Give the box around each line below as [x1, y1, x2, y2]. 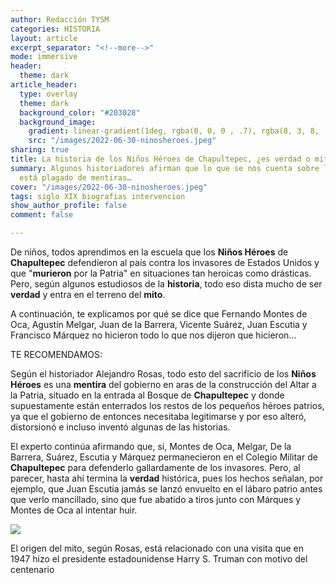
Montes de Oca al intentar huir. [10, 504, 138, 516]
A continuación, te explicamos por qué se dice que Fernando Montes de [10, 308, 308, 320]
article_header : [10, 80, 78, 90]
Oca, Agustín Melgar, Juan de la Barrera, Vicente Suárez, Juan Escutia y [10, 319, 308, 330]
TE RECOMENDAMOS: [10, 349, 103, 360]
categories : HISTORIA [10, 24, 101, 34]
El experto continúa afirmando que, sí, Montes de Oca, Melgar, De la [10, 441, 292, 452]
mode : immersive [10, 52, 78, 62]
